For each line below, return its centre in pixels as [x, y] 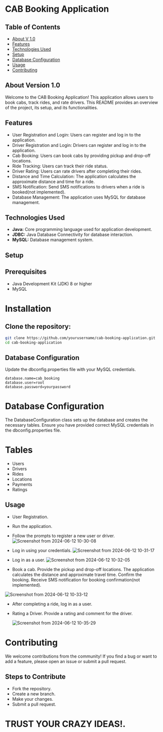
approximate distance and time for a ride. [53, 182]
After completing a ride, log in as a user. [52, 604]
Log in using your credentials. [42, 550]
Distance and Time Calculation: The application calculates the [74, 176]
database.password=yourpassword [38, 387]
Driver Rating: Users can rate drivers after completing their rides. [77, 171]
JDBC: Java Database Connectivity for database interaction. [72, 235]
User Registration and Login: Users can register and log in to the [76, 135]
